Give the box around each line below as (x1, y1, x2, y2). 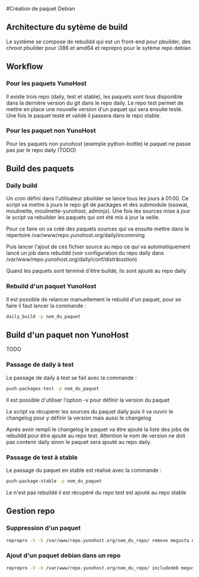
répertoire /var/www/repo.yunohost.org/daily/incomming (6, 232, 145, 239)
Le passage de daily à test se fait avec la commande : (6, 374, 137, 381)
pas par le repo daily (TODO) (6, 146, 76, 153)
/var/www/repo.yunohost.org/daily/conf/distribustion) (6, 256, 137, 263)
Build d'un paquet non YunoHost (6, 330, 129, 340)
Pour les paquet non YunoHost (6, 127, 96, 135)
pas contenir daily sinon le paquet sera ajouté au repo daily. (6, 438, 152, 445)
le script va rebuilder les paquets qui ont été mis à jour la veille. (6, 214, 160, 221)
